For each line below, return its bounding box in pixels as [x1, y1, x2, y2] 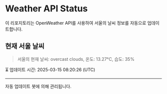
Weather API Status [5, 3, 88, 14]
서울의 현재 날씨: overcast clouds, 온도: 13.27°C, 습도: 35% [17, 56, 135, 62]
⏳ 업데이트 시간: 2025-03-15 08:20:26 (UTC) [5, 66, 95, 72]
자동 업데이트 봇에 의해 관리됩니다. [5, 83, 72, 89]
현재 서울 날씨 [5, 42, 45, 50]
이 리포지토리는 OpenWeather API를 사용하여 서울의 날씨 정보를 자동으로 [5, 20, 147, 26]
